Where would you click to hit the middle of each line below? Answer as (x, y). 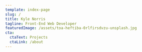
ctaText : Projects (29, 38)
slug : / (13, 14)
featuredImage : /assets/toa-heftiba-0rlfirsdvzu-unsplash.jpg (71, 28)
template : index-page (28, 10)
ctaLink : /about (26, 42)
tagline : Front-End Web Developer (41, 24)
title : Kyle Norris (25, 19)
